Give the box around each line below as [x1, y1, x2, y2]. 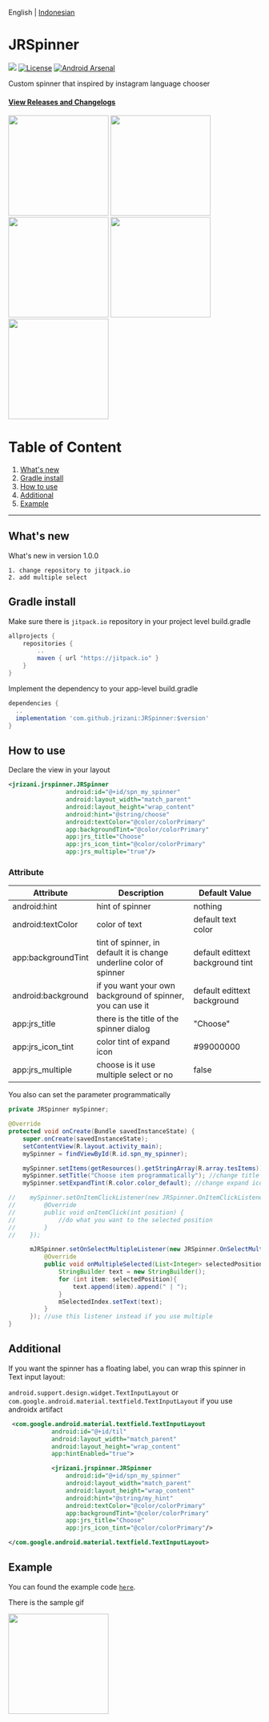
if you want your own [96, 980, 176, 991]
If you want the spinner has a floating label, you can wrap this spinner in [8, 1363, 246, 1373]
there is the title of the [96, 1013, 179, 1024]
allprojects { [8, 632, 56, 640]
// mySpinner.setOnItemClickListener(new [8, 1193, 159, 1202]
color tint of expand [96, 1036, 171, 1047]
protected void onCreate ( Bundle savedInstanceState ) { [8, 1128, 195, 1136]
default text [193, 914, 237, 926]
